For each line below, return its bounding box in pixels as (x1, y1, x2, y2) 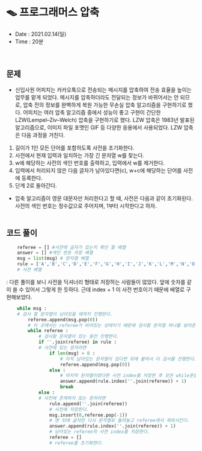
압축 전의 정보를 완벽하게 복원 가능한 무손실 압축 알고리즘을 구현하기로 (23, 101, 187, 109)
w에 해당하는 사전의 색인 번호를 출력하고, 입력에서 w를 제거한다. (14, 159, 165, 166)
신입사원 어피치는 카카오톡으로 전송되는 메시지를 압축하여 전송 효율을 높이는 (14, 86, 192, 93)
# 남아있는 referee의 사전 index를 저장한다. (49, 429, 150, 435)
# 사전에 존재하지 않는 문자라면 (38, 395, 106, 401)
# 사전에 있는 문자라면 (38, 345, 87, 351)
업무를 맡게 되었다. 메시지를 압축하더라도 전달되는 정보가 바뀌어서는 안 (14, 93, 179, 101)
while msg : (17, 305, 47, 311)
